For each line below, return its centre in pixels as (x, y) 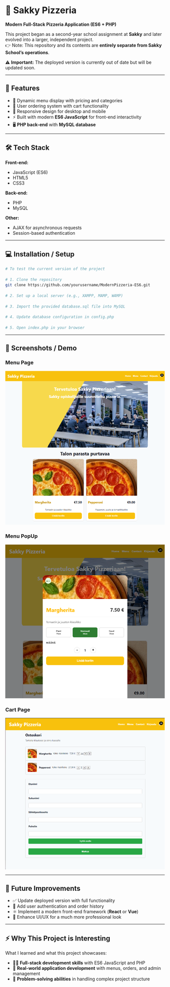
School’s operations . (27, 52)
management (26, 974)
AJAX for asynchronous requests (47, 228)
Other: (12, 218)
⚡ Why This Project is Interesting (58, 938)
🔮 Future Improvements (43, 888)
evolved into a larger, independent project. (49, 39)
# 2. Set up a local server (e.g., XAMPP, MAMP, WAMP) (64, 295)
